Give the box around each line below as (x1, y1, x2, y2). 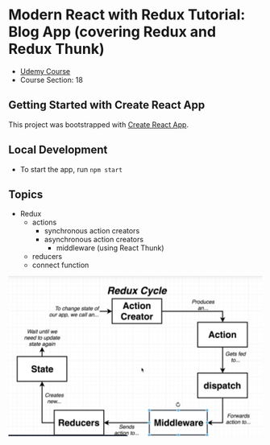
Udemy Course (19, 66, 71, 76)
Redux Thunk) (8, 40, 105, 58)
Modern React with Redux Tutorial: (8, 6, 246, 24)
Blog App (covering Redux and (8, 23, 216, 41)
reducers (31, 252, 63, 262)
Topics (8, 187, 44, 201)
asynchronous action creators (44, 235, 143, 245)
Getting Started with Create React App (8, 98, 206, 112)
